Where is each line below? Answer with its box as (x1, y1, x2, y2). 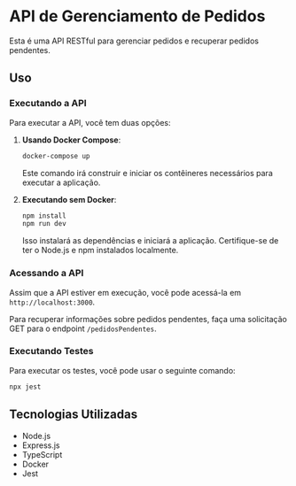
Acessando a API (9, 267, 84, 280)
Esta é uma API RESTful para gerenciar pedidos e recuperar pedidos (9, 35, 260, 46)
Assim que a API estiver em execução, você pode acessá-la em (9, 287, 242, 297)
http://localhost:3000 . (9, 297, 96, 307)
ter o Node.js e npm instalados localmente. (21, 245, 179, 256)
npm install (21, 211, 66, 220)
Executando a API (9, 97, 87, 110)
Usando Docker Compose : (21, 135, 121, 145)
